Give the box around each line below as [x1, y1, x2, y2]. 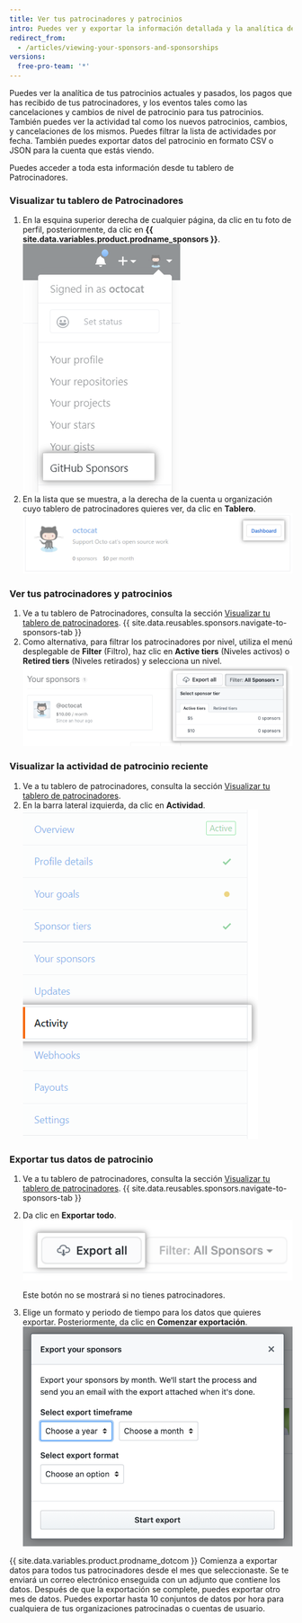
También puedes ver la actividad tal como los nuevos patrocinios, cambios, [9, 117, 288, 127]
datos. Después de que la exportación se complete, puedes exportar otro [9, 1583, 280, 1594]
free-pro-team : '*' [17, 62, 91, 71]
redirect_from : [9, 33, 67, 42]
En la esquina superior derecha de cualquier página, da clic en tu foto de [22, 215, 292, 226]
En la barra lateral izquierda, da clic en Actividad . [22, 800, 206, 811]
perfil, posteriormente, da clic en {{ [22, 225, 154, 235]
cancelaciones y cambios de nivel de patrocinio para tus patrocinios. [9, 107, 264, 117]
